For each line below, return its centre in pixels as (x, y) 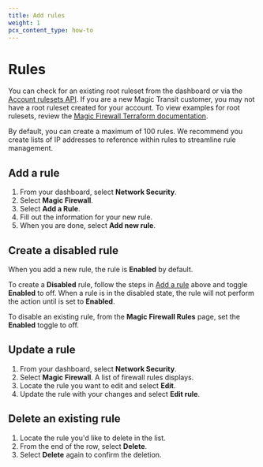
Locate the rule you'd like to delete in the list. (92, 438)
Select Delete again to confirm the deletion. (90, 454)
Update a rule (42, 350)
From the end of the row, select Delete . (83, 446)
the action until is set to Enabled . (62, 301)
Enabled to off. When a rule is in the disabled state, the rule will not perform (131, 293)
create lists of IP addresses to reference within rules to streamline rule (122, 140)
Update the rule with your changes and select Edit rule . (109, 394)
